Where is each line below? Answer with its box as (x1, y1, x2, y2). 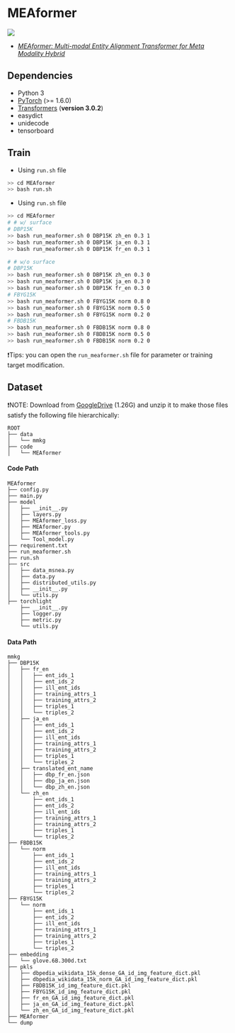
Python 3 (17, 89, 45, 97)
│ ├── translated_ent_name (7, 765, 93, 772)
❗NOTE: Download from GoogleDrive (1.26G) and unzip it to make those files (7, 401, 229, 409)
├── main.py (7, 492, 42, 499)
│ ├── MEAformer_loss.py (7, 517, 87, 524)
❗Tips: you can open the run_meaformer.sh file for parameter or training (7, 350, 213, 359)
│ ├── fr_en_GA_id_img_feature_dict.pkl (7, 995, 134, 1002)
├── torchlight (7, 598, 52, 605)
